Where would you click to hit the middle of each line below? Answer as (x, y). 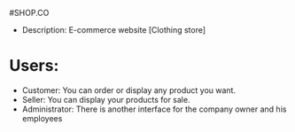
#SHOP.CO (29, 13)
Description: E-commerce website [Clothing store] (114, 30)
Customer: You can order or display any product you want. (129, 90)
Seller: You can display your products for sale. (106, 99)
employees (42, 118)
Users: (34, 66)
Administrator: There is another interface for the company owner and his (154, 109)
